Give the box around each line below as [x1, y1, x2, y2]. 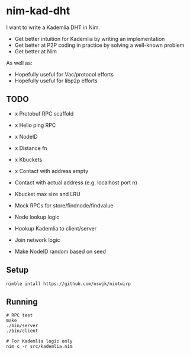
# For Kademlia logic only [6, 338, 73, 344]
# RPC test [6, 312, 33, 318]
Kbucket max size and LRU [14, 190, 81, 197]
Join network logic [14, 236, 60, 244]
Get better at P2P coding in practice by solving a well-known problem [14, 41, 185, 49]
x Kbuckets [14, 156, 43, 163]
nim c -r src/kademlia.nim [6, 344, 73, 350]
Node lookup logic [14, 213, 60, 220]
